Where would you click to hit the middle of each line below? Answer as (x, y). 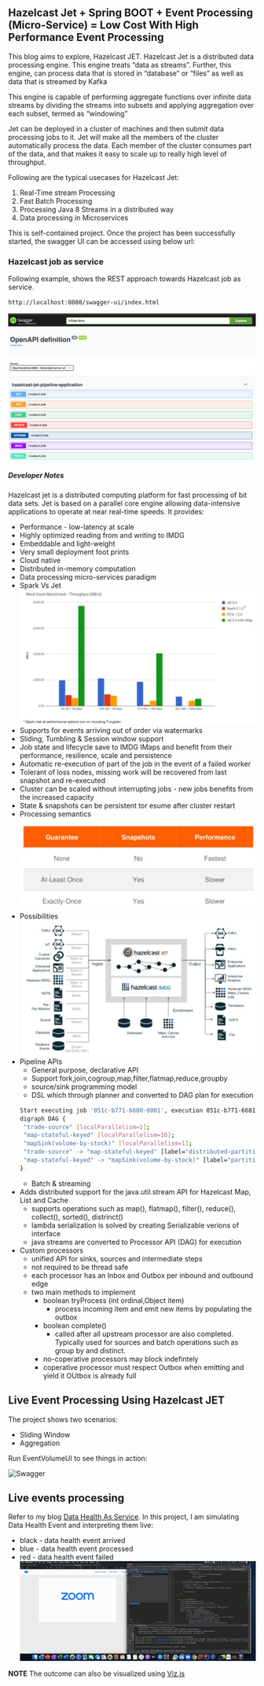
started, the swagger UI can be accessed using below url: (101, 241)
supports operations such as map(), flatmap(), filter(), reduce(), (133, 1208)
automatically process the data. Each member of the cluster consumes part (130, 145)
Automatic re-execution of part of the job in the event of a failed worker (135, 764)
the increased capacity (57, 797)
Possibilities (39, 916)
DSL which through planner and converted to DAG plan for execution (142, 1095)
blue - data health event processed (76, 1549)
